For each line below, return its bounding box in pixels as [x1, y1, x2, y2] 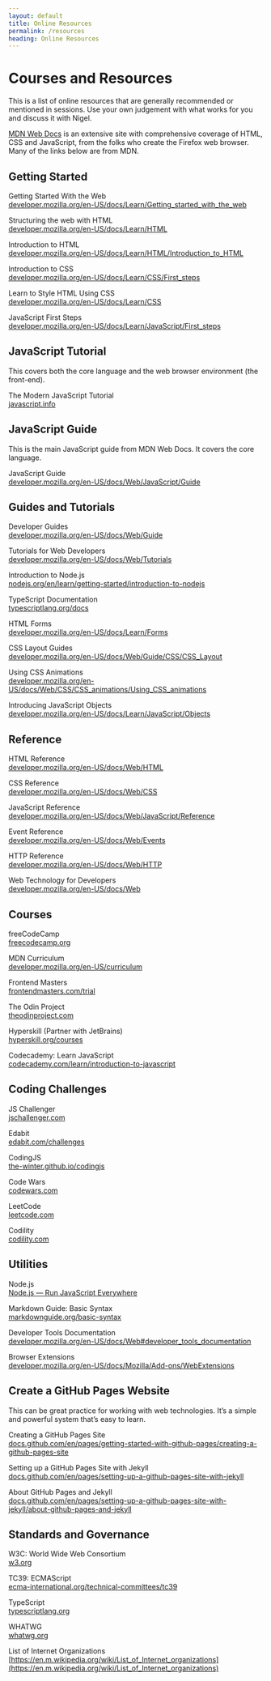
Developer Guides [8, 521, 69, 531]
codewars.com [8, 1185, 58, 1195]
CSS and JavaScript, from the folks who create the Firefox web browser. [8, 138, 249, 147]
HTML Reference [8, 754, 66, 764]
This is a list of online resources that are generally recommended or [8, 96, 235, 106]
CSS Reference [8, 778, 59, 788]
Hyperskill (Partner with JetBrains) [8, 1026, 123, 1036]
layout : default [8, 11, 63, 20]
